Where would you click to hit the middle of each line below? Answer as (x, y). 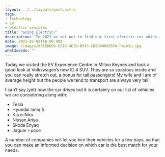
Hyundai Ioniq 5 (28, 109)
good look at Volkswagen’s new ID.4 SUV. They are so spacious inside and (81, 69)
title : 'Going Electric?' (31, 32)
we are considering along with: (36, 95)
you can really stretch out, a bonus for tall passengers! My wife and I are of (81, 75)
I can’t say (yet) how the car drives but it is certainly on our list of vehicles (80, 90)
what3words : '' (21, 50)
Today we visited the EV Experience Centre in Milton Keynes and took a (77, 65)
